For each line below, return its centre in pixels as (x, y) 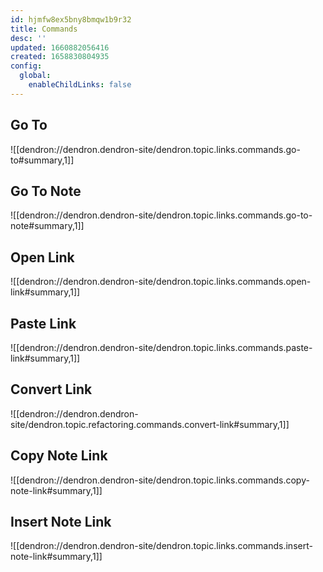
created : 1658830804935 (60, 57)
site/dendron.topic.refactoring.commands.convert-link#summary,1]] (150, 424)
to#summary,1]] (42, 160)
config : (26, 66)
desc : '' (28, 38)
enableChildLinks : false (80, 85)
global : (35, 76)
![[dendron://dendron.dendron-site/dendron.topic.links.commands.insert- (161, 546)
